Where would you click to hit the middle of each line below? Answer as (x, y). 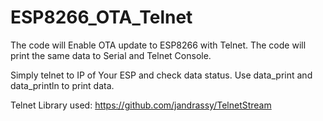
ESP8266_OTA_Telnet (101, 17)
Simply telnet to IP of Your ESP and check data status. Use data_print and (161, 75)
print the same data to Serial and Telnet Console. (111, 55)
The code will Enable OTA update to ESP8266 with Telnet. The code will (158, 45)
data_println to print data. (62, 85)
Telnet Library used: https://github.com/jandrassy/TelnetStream (141, 105)
